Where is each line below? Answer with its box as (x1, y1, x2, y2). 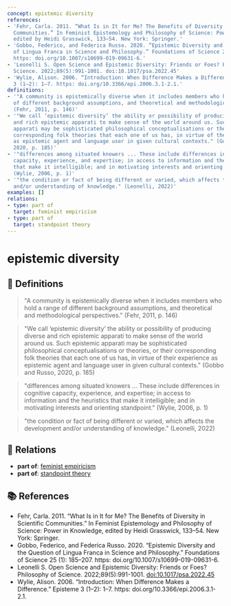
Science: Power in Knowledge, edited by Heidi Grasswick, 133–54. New (16, 527, 219, 535)
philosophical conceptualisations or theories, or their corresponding (23, 346, 217, 354)
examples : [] (7, 189, 45, 196)
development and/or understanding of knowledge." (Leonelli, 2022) (23, 424, 215, 432)
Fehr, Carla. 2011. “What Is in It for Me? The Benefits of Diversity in (16, 512, 206, 520)
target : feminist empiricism (13, 208, 97, 215)
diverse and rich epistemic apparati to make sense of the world (23, 332, 203, 340)
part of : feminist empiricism (16, 462, 96, 470)
